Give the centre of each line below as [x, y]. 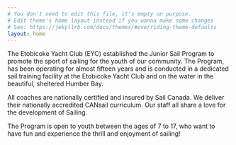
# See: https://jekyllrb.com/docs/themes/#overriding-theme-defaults [112, 27]
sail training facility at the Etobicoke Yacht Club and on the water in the [111, 76]
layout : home [27, 34]
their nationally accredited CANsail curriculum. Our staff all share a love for [117, 105]
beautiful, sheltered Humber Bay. [56, 84]
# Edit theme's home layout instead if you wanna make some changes [111, 21]
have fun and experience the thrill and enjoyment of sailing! [94, 134]
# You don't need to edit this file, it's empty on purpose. [100, 14]
